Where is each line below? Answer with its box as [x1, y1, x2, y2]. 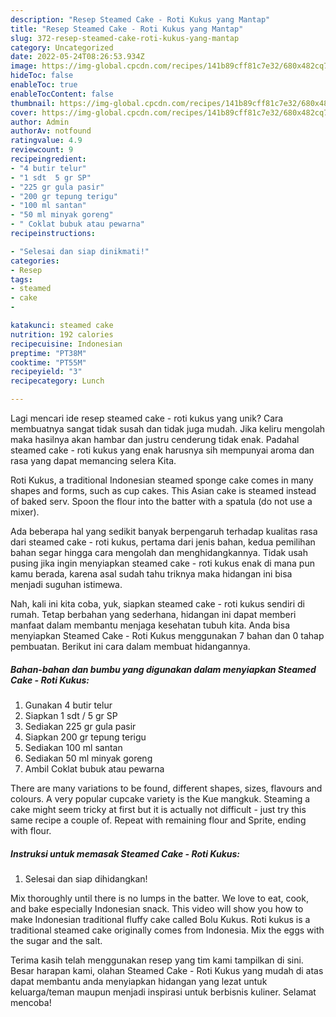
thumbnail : [10, 98, 56, 108]
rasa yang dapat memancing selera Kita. [10, 455, 177, 466]
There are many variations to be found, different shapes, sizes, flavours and [10, 782, 323, 794]
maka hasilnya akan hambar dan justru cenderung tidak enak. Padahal [10, 434, 300, 445]
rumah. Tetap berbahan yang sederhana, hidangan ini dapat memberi [10, 609, 297, 620]
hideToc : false [10, 71, 74, 81]
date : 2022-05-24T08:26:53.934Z [10, 52, 145, 62]
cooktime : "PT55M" [10, 357, 87, 368]
